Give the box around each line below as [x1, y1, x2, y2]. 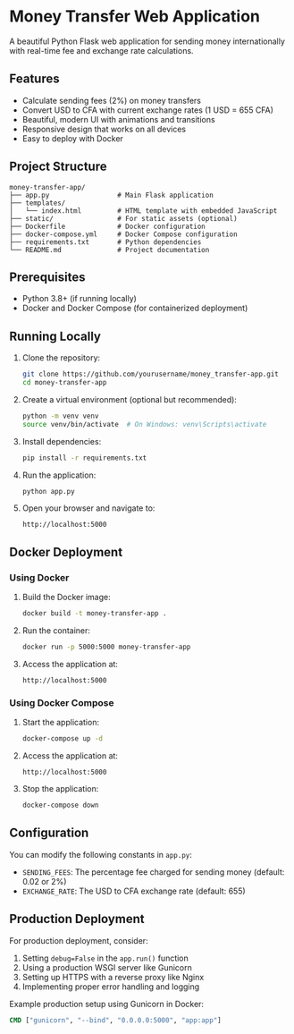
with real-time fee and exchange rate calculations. [9, 45, 194, 55]
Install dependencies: [21, 436, 102, 446]
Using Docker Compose [9, 696, 114, 708]
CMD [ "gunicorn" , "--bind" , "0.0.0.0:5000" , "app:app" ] [9, 1015, 222, 1025]
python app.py [21, 487, 75, 496]
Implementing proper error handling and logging [21, 981, 200, 992]
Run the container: [21, 625, 91, 636]
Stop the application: [21, 784, 99, 794]
